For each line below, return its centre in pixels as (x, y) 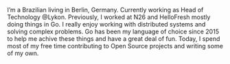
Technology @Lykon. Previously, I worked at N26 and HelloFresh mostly (109, 17)
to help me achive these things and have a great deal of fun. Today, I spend (114, 39)
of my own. (23, 53)
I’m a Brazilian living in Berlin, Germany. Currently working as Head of (105, 10)
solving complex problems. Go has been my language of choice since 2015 (113, 31)
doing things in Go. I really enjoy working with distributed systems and (106, 24)
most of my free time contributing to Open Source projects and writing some (115, 46)
